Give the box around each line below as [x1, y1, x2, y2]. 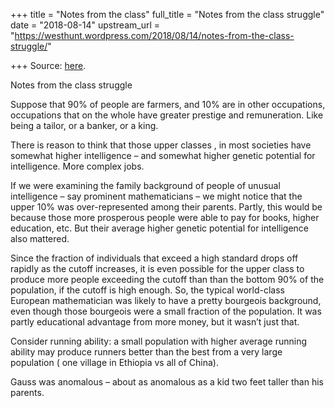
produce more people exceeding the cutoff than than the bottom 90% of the [10, 274, 325, 285]
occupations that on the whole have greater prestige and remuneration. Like [10, 109, 324, 121]
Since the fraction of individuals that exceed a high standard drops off [10, 252, 299, 264]
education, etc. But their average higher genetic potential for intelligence [10, 222, 309, 234]
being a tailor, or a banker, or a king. [10, 120, 159, 131]
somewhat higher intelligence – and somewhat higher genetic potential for [10, 150, 316, 161]
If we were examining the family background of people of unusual [10, 180, 281, 191]
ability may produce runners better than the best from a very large [10, 346, 283, 358]
